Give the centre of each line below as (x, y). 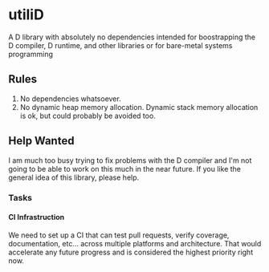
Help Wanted (41, 141)
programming (31, 54)
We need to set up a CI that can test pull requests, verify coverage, (119, 235)
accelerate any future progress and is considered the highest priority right (131, 252)
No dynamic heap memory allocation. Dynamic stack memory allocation (139, 107)
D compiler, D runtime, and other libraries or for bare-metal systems (120, 45)
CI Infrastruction (37, 217)
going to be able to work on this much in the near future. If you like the (124, 168)
